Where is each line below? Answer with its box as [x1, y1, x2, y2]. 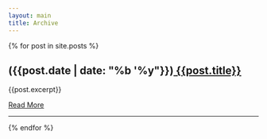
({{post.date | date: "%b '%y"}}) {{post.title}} [8, 64, 242, 77]
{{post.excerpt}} [8, 85, 62, 95]
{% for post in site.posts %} [8, 41, 99, 50]
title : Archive [8, 19, 59, 27]
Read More [8, 100, 44, 110]
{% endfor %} [8, 123, 54, 133]
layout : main [8, 11, 52, 20]
